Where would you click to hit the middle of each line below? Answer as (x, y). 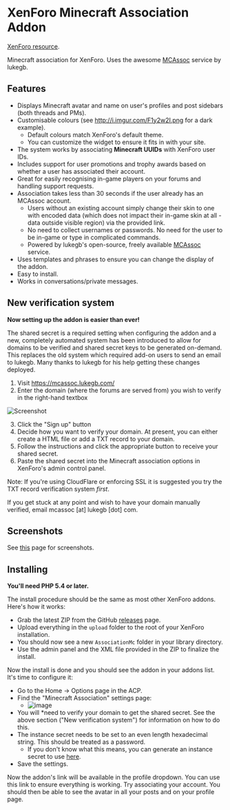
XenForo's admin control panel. (61, 468)
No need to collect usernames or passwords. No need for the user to (125, 230)
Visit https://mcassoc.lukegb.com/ (66, 383)
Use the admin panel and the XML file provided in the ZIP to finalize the (118, 649)
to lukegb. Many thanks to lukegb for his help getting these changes (104, 362)
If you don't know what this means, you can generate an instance (120, 749)
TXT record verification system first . (59, 489)
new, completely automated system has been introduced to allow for (104, 340)
